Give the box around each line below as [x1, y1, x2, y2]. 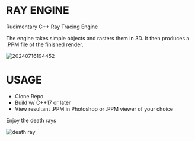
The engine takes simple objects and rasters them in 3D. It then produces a [6, 34, 190, 41]
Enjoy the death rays [6, 117, 56, 124]
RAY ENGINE [6, 4, 69, 17]
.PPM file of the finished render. [6, 41, 84, 48]
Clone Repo [14, 92, 44, 100]
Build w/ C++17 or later [14, 99, 71, 106]
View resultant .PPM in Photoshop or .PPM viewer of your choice [14, 105, 174, 113]
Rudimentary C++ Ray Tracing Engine [6, 23, 98, 30]
